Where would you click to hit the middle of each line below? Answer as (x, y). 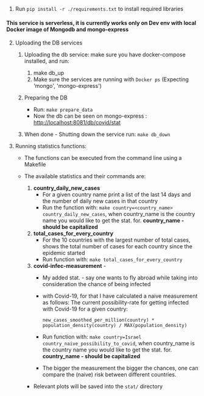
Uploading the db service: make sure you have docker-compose (105, 55)
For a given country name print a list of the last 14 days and (117, 195)
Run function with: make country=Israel (92, 337)
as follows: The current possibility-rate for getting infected (115, 303)
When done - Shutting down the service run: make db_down (97, 134)
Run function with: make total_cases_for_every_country (112, 259)
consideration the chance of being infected (97, 284)
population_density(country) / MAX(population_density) (115, 326)
